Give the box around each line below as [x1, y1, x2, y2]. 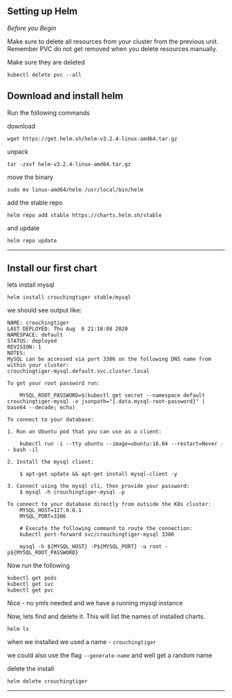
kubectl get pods [7, 575, 57, 582]
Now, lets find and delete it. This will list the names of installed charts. [7, 612, 206, 621]
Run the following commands [7, 109, 90, 117]
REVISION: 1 [7, 343, 41, 351]
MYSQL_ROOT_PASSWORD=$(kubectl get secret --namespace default [19, 392, 206, 399]
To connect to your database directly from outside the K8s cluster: [7, 501, 212, 508]
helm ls [7, 625, 30, 633]
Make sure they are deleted [7, 58, 85, 66]
